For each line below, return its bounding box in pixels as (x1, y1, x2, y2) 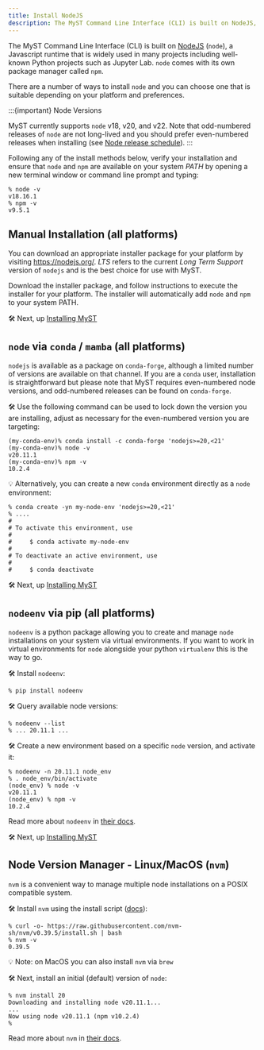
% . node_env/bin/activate (8, 774, 98, 782)
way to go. (8, 652, 43, 662)
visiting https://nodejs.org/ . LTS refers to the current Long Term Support (8, 257, 243, 267)
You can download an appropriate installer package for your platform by (8, 249, 243, 258)
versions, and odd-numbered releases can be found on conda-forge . (8, 386, 231, 396)
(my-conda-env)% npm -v (8, 458, 87, 466)
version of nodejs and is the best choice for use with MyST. (8, 265, 202, 275)
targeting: (8, 422, 40, 431)
